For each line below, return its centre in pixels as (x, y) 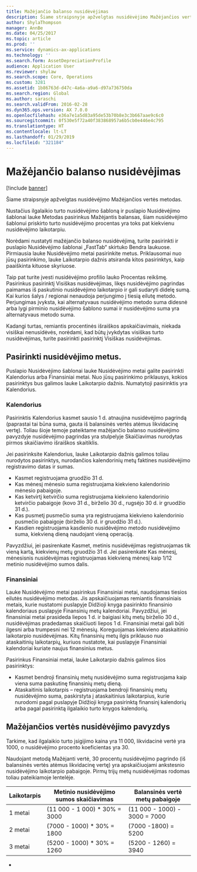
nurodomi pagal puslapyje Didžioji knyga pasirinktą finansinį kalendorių (100, 702)
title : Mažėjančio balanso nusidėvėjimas (57, 11)
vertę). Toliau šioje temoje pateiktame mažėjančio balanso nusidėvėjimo (93, 430)
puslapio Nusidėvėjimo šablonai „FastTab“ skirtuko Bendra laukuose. (89, 247)
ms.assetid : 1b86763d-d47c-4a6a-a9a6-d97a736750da (69, 88)
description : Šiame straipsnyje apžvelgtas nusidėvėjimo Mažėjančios (93, 17)
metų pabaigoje (158, 799)
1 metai (20, 813)
